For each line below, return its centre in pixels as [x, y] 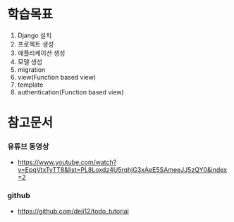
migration [31, 69]
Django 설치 [35, 35]
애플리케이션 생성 [41, 53]
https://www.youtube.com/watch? [67, 162]
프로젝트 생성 [36, 44]
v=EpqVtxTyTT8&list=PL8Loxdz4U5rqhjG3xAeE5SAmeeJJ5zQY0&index [122, 170]
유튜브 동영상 [28, 147]
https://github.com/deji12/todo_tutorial [73, 211]
